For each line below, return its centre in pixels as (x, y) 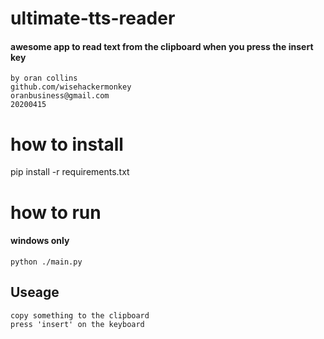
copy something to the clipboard (80, 315)
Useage (35, 292)
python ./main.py (46, 262)
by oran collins (44, 78)
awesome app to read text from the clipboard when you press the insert (162, 46)
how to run (56, 212)
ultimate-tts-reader (93, 18)
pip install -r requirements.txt (70, 172)
